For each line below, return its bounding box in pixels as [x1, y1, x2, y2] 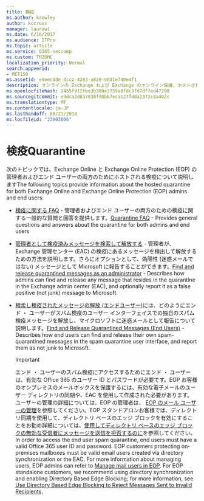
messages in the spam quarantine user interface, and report [46, 338, 197, 345]
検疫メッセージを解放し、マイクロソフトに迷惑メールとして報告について [15, 317, 196, 324]
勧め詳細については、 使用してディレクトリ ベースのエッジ [31, 422, 175, 429]
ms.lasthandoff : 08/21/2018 [6, 111, 78, 117]
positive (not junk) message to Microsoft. [15, 289, 118, 297]
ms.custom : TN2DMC [6, 54, 53, 60]
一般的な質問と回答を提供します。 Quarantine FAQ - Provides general [25, 214, 198, 222]
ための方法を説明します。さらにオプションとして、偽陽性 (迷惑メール [15, 255, 188, 263]
